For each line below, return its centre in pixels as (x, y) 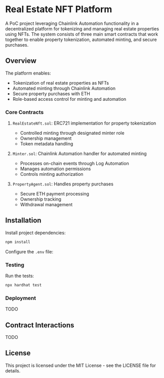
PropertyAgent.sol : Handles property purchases (63, 184)
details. (13, 370)
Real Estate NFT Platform (59, 9)
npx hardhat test (24, 285)
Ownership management (46, 138)
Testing (15, 264)
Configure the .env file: (29, 251)
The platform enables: (28, 73)
